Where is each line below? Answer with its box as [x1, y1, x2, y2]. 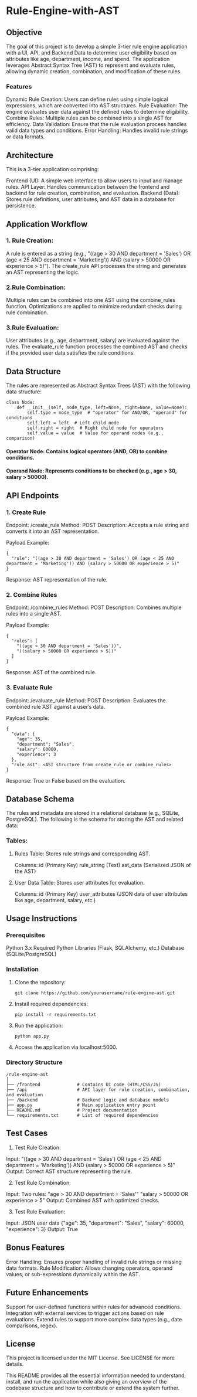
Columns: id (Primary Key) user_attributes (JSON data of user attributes [14, 890, 188, 898]
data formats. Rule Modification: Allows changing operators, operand [6, 1265, 173, 1272]
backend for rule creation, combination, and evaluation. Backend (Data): [6, 189, 180, 197]
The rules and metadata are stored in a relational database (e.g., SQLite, [6, 810, 180, 817]
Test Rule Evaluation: [14, 1208, 66, 1215]
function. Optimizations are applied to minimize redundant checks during [6, 303, 182, 310]
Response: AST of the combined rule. [6, 669, 97, 676]
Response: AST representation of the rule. [6, 576, 108, 583]
